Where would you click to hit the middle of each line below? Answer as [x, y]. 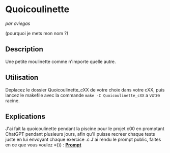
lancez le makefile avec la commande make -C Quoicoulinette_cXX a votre [83, 95]
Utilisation [22, 78]
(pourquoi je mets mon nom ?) [37, 33]
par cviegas [18, 23]
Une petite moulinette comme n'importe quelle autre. [61, 62]
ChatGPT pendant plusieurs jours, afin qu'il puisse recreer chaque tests [80, 134]
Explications [25, 116]
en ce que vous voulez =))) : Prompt [43, 145]
